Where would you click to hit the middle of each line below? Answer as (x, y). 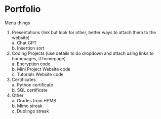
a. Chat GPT (24, 42)
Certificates (24, 79)
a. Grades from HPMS (34, 100)
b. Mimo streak (27, 106)
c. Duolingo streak (30, 111)
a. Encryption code (31, 64)
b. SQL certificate (30, 90)
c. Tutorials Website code (38, 74)
